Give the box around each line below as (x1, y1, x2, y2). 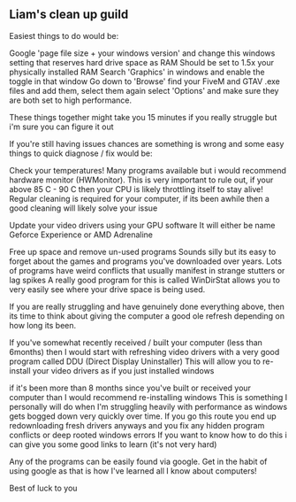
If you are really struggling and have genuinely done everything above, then (9, 301, 285, 312)
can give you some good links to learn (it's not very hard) (9, 438, 217, 450)
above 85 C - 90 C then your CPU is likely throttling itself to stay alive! (9, 183, 263, 194)
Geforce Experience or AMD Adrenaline (9, 229, 153, 240)
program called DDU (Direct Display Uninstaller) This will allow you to (9, 356, 261, 367)
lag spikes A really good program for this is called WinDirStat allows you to (9, 274, 281, 285)
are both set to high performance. (9, 95, 133, 105)
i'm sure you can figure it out (9, 121, 114, 132)
